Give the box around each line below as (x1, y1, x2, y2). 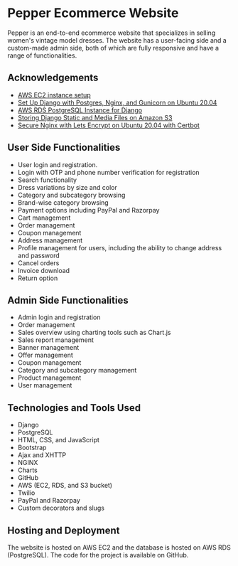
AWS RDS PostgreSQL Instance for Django (17, 105, 143, 114)
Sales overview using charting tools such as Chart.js (17, 329, 171, 337)
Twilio (17, 488, 36, 497)
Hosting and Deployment (7, 524, 120, 536)
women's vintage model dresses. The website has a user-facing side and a (7, 36, 227, 44)
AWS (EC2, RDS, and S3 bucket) (17, 481, 112, 490)
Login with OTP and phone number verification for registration (17, 168, 200, 176)
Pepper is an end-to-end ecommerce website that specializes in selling (7, 28, 216, 37)
